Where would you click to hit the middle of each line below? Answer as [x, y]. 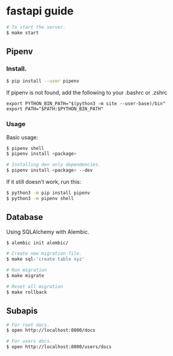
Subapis [22, 311]
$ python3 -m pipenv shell [40, 198]
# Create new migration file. [44, 254]
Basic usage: [22, 137]
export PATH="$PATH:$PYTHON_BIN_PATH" [55, 109]
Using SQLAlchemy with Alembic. [48, 232]
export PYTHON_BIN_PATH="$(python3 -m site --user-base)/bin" [86, 104]
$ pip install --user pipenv [43, 81]
